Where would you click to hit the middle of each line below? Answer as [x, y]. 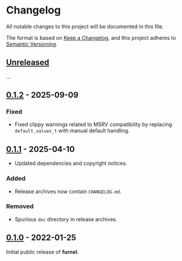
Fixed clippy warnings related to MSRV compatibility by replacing [93, 124]
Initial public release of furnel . [43, 252]
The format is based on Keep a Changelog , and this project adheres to [91, 38]
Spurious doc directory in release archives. [66, 219]
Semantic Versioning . [32, 44]
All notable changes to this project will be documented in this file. [85, 26]
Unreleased [28, 62]
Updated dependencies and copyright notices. [71, 163]
